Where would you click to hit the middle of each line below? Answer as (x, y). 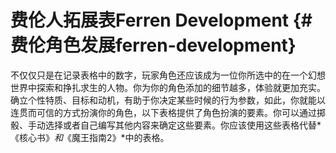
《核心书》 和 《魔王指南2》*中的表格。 (90, 137)
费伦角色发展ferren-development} (153, 45)
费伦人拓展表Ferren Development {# (161, 20)
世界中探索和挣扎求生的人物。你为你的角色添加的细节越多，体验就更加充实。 (168, 87)
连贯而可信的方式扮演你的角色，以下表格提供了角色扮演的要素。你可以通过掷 (168, 112)
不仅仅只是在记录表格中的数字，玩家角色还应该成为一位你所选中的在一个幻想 (168, 75)
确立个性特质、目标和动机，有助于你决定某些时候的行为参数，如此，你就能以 (168, 100)
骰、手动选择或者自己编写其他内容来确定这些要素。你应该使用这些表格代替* (166, 125)
